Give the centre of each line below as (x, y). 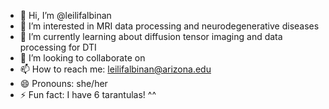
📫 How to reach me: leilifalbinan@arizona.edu (115, 69)
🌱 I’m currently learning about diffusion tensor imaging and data (151, 36)
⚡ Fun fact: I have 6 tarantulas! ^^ (88, 94)
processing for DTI (58, 47)
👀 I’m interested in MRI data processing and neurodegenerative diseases (169, 26)
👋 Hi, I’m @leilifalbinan (65, 15)
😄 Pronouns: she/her (63, 83)
